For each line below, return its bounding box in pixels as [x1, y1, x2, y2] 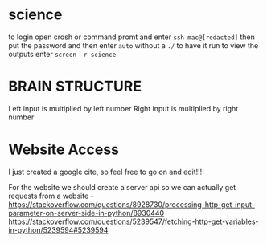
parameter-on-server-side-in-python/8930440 [8, 208, 165, 217]
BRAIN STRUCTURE [8, 78, 142, 95]
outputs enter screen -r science [8, 49, 117, 59]
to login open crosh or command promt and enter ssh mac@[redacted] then [8, 32, 256, 42]
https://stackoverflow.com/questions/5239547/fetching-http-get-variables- [8, 217, 259, 226]
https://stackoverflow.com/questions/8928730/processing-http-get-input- [8, 199, 256, 209]
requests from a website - [8, 191, 94, 200]
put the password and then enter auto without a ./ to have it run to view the [8, 40, 259, 50]
